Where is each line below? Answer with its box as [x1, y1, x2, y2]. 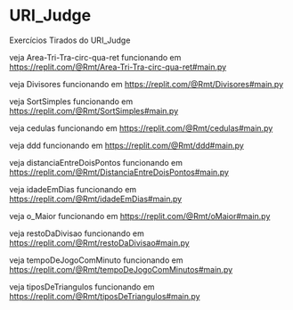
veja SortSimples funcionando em [9, 95, 134, 107]
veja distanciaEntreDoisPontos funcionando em [9, 157, 183, 167]
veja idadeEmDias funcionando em [9, 184, 137, 194]
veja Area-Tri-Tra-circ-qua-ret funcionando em [9, 52, 182, 62]
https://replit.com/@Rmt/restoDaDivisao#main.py [9, 237, 190, 248]
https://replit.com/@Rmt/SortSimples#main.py [9, 105, 179, 116]
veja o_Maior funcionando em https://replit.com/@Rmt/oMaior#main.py [9, 210, 271, 221]
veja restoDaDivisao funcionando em [9, 228, 144, 239]
